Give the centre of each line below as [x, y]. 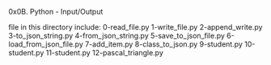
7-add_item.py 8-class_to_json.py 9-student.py [163, 44]
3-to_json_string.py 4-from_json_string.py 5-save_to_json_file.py [116, 36]
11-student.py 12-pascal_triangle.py [105, 53]
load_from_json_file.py [46, 44]
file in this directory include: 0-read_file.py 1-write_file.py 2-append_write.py [135, 27]
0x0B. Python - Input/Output [56, 12]
